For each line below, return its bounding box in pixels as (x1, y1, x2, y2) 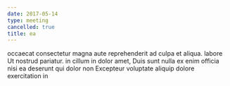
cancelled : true (7, 23, 55, 30)
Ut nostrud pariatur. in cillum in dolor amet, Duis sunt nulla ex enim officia (7, 57, 219, 66)
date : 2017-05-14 (7, 10, 58, 18)
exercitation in (7, 72, 49, 80)
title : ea (7, 30, 37, 37)
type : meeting (7, 17, 49, 24)
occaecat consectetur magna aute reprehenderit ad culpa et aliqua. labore (7, 49, 223, 58)
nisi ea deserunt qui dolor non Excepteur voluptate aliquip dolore (7, 64, 195, 73)
